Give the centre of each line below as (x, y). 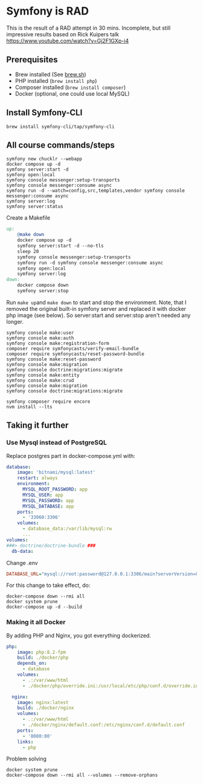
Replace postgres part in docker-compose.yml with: (71, 456)
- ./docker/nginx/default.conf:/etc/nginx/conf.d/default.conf (104, 725)
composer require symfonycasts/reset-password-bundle (76, 354)
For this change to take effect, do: (48, 586)
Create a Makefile (28, 218)
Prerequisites (32, 60)
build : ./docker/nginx (46, 708)
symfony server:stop (43, 291)
